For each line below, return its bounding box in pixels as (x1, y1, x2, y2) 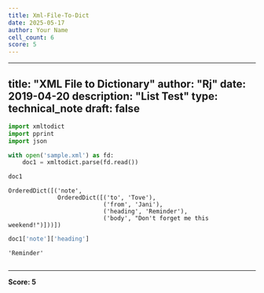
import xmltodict (8, 123, 65, 130)
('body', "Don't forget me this (103, 214, 210, 222)
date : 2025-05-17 (8, 19, 65, 27)
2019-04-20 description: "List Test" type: (8, 90, 218, 103)
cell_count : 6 (8, 33, 55, 42)
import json (8, 137, 47, 145)
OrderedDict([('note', (8, 187, 82, 195)
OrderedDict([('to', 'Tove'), (57, 194, 156, 202)
